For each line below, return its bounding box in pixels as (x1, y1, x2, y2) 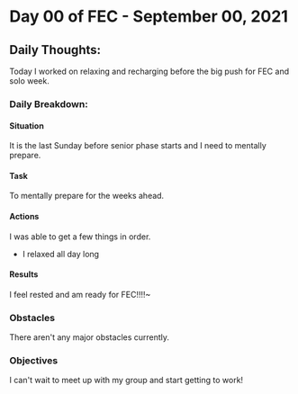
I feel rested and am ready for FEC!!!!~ (9, 289, 151, 300)
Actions (9, 210, 40, 221)
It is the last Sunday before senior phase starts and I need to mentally (9, 140, 267, 151)
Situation (9, 120, 45, 131)
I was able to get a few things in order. (9, 231, 151, 242)
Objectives (9, 354, 59, 366)
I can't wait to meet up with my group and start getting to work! (9, 375, 244, 386)
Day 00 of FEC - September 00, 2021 (9, 6, 288, 27)
